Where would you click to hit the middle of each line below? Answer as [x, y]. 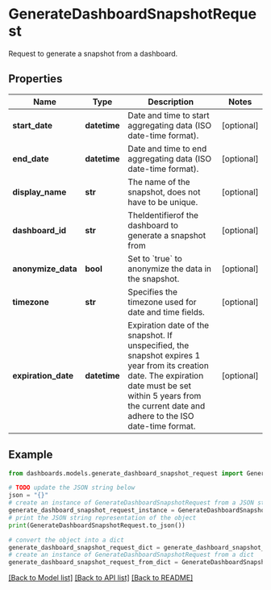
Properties [35, 79]
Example [31, 455]
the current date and [167, 406]
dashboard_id [40, 230]
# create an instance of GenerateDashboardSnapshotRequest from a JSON [131, 503]
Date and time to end [167, 149]
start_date [33, 125]
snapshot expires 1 [164, 355]
